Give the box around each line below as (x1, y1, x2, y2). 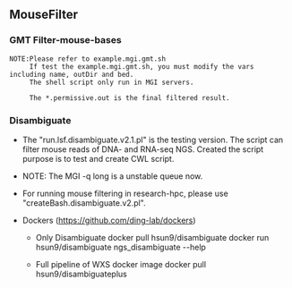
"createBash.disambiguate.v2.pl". (21, 197, 146, 208)
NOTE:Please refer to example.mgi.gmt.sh (9, 54, 167, 64)
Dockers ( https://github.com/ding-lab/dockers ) (21, 215, 196, 225)
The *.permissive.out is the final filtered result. (29, 93, 230, 102)
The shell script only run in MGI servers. (29, 78, 194, 87)
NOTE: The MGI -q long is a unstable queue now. (21, 170, 203, 182)
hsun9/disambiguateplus (35, 268, 127, 279)
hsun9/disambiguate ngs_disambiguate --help (35, 241, 206, 252)
